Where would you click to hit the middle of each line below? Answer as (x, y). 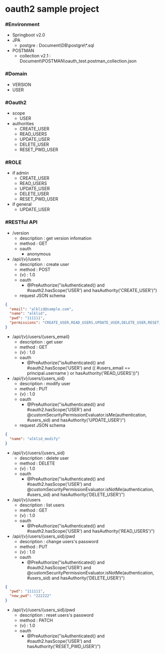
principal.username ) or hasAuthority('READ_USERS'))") (83, 373)
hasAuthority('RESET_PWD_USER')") (64, 647)
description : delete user (44, 458)
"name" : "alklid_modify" (35, 439)
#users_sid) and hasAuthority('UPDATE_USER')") (76, 420)
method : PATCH (36, 620)
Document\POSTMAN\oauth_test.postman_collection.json (78, 61)
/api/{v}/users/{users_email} (41, 337)
